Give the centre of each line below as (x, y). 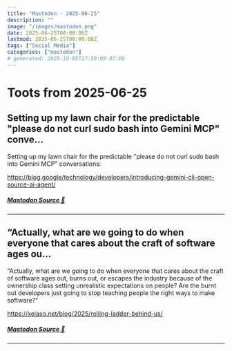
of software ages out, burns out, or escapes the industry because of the (110, 278)
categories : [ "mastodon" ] (44, 53)
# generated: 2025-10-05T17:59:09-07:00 (66, 59)
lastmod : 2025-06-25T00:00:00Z (52, 39)
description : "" (30, 20)
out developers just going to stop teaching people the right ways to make (111, 293)
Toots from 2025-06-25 (77, 92)
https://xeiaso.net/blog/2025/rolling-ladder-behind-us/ (85, 313)
